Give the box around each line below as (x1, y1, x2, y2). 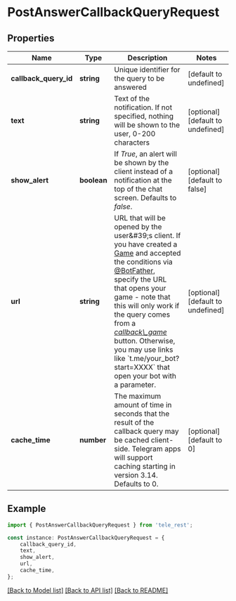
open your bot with (114, 371, 177, 381)
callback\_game (114, 327, 167, 337)
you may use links (114, 345, 173, 355)
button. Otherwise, (114, 336, 176, 345)
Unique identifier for (114, 65, 181, 74)
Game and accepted (114, 249, 181, 258)
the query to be (114, 74, 165, 83)
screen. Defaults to (114, 193, 177, 202)
